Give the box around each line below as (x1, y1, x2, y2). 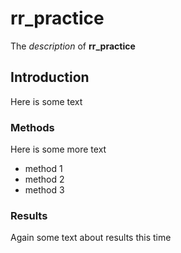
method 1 (24, 163, 63, 175)
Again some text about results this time (10, 232, 172, 244)
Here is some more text (10, 143, 107, 156)
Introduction (10, 69, 90, 86)
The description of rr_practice (10, 40, 136, 52)
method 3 (24, 184, 65, 196)
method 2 (24, 173, 65, 186)
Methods (10, 120, 55, 134)
